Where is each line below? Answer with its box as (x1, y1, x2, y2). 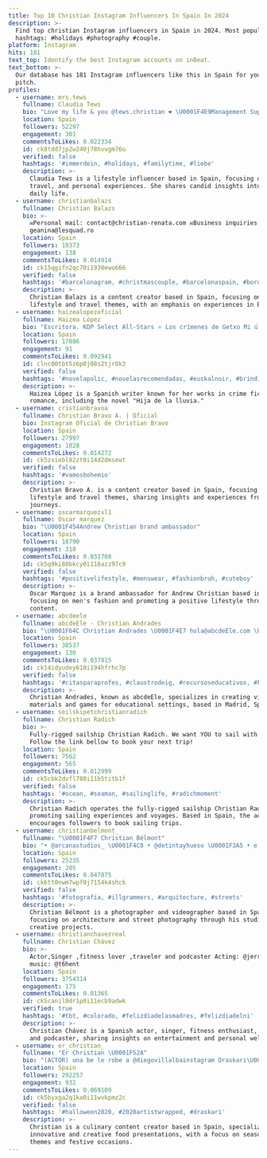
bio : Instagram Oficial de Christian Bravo (22, 419, 169, 427)
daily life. (29, 189, 69, 198)
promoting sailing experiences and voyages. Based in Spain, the (29, 812, 250, 820)
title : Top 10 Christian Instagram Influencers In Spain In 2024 (8, 11, 229, 20)
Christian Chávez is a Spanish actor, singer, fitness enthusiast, (29, 1026, 258, 1034)
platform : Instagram (8, 41, 77, 49)
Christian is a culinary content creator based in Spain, (29, 1123, 226, 1132)
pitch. (15, 78, 37, 86)
